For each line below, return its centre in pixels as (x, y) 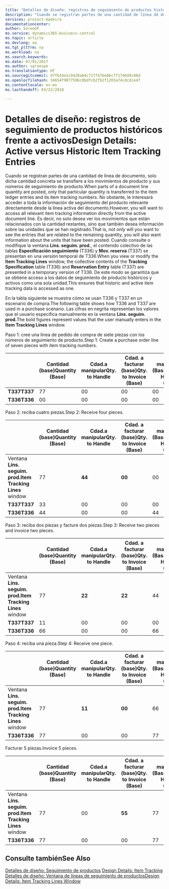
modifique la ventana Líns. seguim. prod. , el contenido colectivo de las (79, 246)
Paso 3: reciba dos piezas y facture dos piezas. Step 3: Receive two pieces (82, 525)
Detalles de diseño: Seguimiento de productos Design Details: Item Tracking (84, 870)
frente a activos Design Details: (71, 141)
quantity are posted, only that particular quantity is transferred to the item (81, 192)
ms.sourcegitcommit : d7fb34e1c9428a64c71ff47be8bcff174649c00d (73, 76)
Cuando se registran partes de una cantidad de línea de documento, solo (81, 176)
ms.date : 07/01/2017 (27, 62)
